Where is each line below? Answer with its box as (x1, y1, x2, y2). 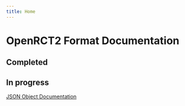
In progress (6, 77, 49, 87)
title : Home (6, 8, 35, 15)
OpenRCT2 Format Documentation (6, 34, 180, 47)
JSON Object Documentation (6, 93, 77, 100)
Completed (6, 57, 48, 68)
